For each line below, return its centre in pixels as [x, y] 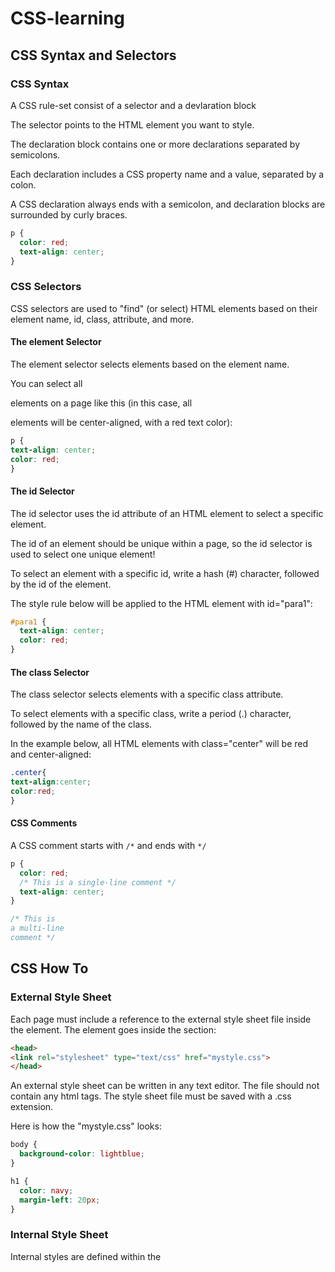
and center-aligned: [51, 754]
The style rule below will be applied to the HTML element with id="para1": [161, 603]
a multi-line [37, 928]
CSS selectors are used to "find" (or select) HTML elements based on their [164, 308]
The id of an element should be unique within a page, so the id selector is [161, 543]
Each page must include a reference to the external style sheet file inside [161, 1019]
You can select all [46, 383]
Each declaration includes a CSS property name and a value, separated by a [167, 174]
